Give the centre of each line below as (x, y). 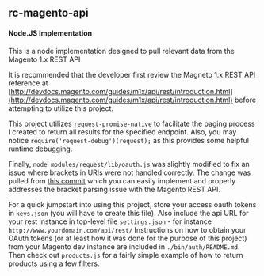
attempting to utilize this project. (61, 108)
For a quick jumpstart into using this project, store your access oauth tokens (132, 204)
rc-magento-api (48, 13)
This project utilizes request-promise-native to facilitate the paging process (132, 123)
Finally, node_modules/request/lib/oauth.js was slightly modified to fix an (129, 164)
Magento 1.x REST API (44, 59)
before (245, 100)
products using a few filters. (54, 263)
